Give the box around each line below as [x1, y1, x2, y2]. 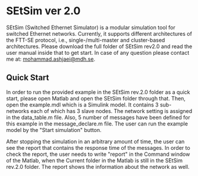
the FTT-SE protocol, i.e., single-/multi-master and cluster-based [6, 36, 165, 43]
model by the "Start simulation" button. [6, 126, 102, 133]
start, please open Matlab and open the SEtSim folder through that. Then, [6, 95, 186, 102]
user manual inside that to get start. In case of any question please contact [6, 49, 190, 56]
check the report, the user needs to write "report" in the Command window [6, 150, 190, 158]
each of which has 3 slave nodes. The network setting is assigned [30, 107, 193, 114]
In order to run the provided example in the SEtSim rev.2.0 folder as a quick [6, 88, 190, 96]
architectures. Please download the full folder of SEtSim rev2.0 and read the [6, 43, 193, 50]
